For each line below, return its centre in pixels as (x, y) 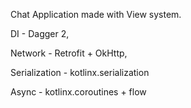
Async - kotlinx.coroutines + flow (78, 92)
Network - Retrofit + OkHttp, (69, 53)
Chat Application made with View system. (96, 14)
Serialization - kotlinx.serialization (80, 72)
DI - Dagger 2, (40, 33)
